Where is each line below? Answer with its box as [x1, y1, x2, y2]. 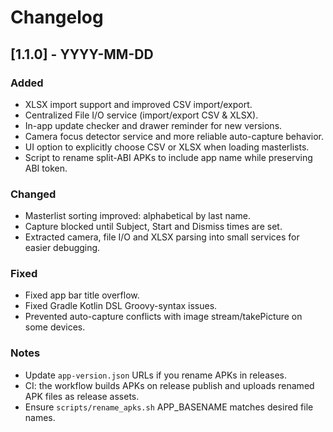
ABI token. [24, 162, 68, 174]
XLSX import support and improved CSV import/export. [24, 98, 253, 110]
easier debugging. [24, 242, 101, 254]
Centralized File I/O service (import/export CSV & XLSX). [24, 109, 259, 121]
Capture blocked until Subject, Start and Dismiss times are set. [24, 221, 283, 233]
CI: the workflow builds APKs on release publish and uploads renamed [24, 379, 315, 391]
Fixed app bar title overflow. [24, 289, 140, 301]
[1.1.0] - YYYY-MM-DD [10, 46, 154, 63]
